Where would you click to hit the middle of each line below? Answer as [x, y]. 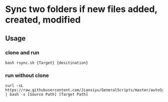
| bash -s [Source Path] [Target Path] [47, 94]
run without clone [27, 75]
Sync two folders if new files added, [81, 9]
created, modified [43, 20]
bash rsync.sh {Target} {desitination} [47, 63]
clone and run [22, 52]
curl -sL [14, 86]
